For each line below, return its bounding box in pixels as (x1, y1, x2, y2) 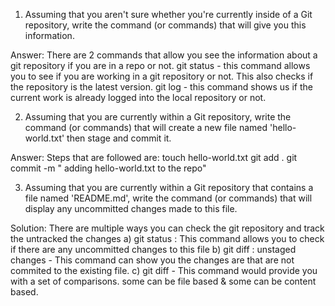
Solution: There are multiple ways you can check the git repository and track (10, 222, 325, 234)
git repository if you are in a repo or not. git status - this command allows (10, 60, 311, 71)
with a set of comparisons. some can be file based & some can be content (10, 275, 317, 287)
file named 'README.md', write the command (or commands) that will (24, 192, 313, 204)
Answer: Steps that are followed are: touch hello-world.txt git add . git (10, 152, 298, 163)
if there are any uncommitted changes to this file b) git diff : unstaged (10, 244, 297, 255)
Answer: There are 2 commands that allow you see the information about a (10, 49, 318, 61)
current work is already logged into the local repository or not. (10, 92, 267, 103)
